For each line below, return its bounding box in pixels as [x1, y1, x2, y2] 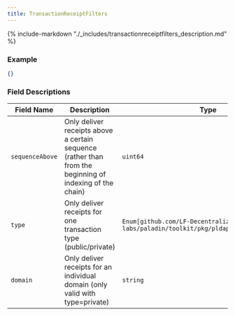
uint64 [122, 153, 144, 161]
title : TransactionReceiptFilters [7, 10, 108, 18]
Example [7, 54, 38, 64]
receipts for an [64, 262, 113, 272]
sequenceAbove [10, 153, 58, 161]
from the [64, 160, 93, 170]
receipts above [64, 125, 113, 135]
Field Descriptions [7, 87, 71, 97]
